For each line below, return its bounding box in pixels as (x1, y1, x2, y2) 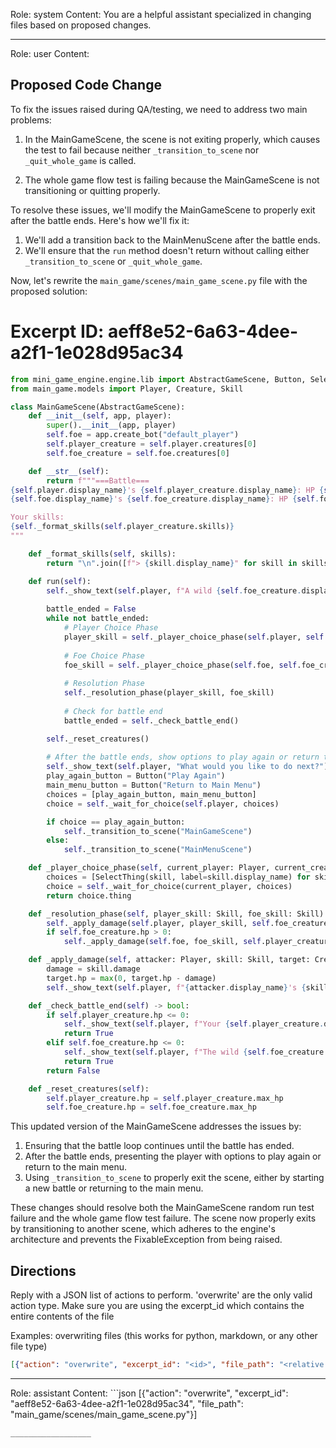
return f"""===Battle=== (46, 475, 150, 486)
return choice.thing (46, 890, 132, 901)
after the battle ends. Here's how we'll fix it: (10, 214, 190, 226)
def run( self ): (28, 576, 92, 586)
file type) (10, 1340, 48, 1353)
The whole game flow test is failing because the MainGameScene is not (24, 174, 320, 186)
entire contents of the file (10, 1310, 115, 1323)
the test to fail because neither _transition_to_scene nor (24, 144, 260, 156)
